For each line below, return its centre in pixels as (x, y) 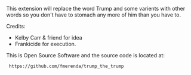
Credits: (16, 26)
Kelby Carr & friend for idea (48, 37)
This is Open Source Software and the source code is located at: (86, 55)
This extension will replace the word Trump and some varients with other (96, 9)
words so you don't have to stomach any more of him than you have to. (93, 15)
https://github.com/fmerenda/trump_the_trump (66, 66)
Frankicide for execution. (45, 44)
